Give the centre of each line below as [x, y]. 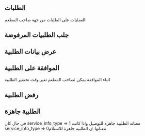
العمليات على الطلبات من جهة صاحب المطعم [45, 19]
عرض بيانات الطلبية [31, 51]
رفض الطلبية [22, 95]
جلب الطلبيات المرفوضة [37, 35]
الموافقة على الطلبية [32, 68]
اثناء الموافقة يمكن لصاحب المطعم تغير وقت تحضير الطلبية [57, 80]
